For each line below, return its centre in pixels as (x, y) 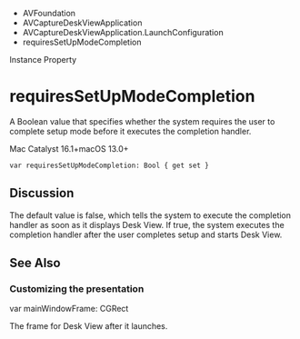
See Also (35, 263)
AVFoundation (49, 13)
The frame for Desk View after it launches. (89, 326)
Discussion (42, 193)
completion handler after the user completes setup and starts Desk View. (146, 234)
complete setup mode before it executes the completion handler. (130, 131)
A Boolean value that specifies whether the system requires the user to (142, 121)
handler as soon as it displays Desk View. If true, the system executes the (147, 224)
